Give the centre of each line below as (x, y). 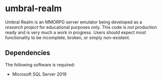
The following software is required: (40, 64)
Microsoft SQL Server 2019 (39, 74)
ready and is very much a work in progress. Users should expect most (76, 32)
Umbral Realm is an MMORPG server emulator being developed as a (74, 22)
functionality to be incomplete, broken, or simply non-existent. (68, 38)
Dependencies (28, 53)
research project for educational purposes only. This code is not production (81, 27)
